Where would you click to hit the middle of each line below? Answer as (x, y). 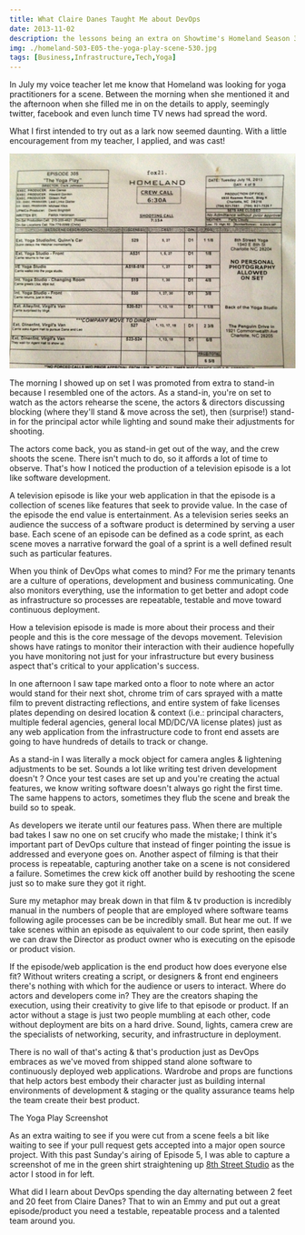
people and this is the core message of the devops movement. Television (146, 638)
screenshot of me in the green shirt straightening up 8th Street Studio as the (152, 1165)
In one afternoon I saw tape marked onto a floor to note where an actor (142, 684)
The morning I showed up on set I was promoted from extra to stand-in (142, 383)
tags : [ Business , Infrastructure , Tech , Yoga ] (93, 58)
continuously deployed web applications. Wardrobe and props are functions (151, 1071)
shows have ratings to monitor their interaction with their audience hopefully (152, 647)
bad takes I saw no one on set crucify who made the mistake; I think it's (143, 835)
